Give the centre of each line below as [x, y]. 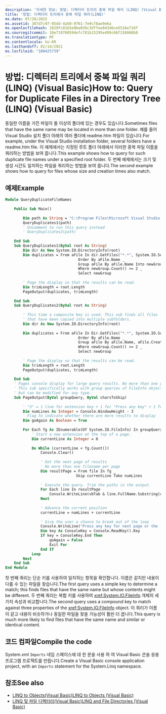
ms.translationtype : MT [30, 38]
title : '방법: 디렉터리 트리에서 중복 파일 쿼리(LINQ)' [56, 14]
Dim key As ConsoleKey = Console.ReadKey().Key [90, 531]
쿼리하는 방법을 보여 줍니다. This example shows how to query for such [75, 153]
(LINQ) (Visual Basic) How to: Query [79, 88]
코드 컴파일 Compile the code [49, 642]
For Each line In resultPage [70, 490]
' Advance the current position [74, 508]
